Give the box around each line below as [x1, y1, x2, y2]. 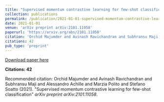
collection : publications [5, 12, 58, 17]
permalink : [5, 16, 27, 21]
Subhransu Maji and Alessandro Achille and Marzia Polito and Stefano [5, 81, 145, 87]
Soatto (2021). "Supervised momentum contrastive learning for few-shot [5, 86, 151, 92]
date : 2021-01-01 [5, 20, 41, 26]
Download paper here [5, 57, 49, 62]
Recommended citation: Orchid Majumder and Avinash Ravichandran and [5, 76, 152, 82]
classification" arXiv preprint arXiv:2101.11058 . [5, 91, 98, 97]
